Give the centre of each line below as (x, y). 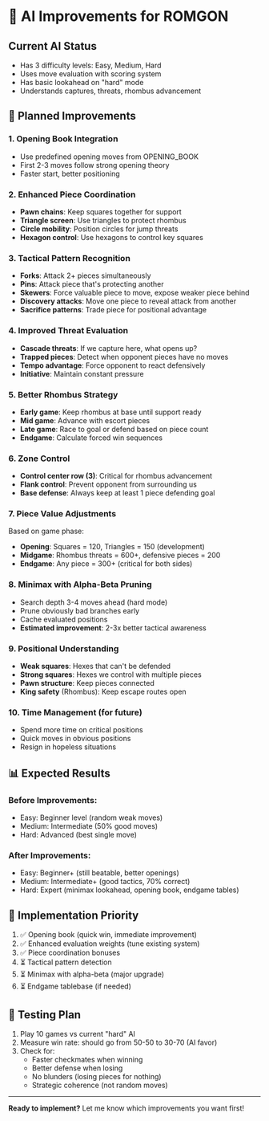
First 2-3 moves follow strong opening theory (94, 165)
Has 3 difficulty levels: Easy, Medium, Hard (90, 65)
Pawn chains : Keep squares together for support (100, 211)
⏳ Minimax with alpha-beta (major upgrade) (92, 974)
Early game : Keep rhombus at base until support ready (110, 412)
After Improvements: (50, 855)
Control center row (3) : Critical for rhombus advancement (116, 476)
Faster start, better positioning (70, 173)
